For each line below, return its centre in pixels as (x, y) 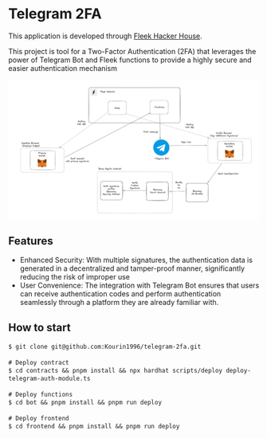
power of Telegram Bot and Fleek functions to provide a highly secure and (130, 60)
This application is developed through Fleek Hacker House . (106, 36)
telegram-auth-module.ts (49, 379)
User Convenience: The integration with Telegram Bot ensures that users (139, 285)
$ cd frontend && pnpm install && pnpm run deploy (94, 427)
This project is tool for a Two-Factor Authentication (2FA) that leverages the (132, 51)
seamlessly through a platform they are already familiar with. (119, 303)
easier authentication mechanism (63, 68)
